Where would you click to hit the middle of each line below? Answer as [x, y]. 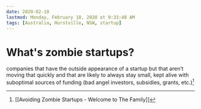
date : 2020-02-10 [28, 12]
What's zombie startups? [70, 52]
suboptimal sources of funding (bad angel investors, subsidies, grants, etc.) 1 [100, 82]
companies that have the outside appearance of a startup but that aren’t [95, 68]
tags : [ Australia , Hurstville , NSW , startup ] [64, 23]
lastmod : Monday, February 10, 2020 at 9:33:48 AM [71, 17]
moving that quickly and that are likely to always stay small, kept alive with [98, 75]
